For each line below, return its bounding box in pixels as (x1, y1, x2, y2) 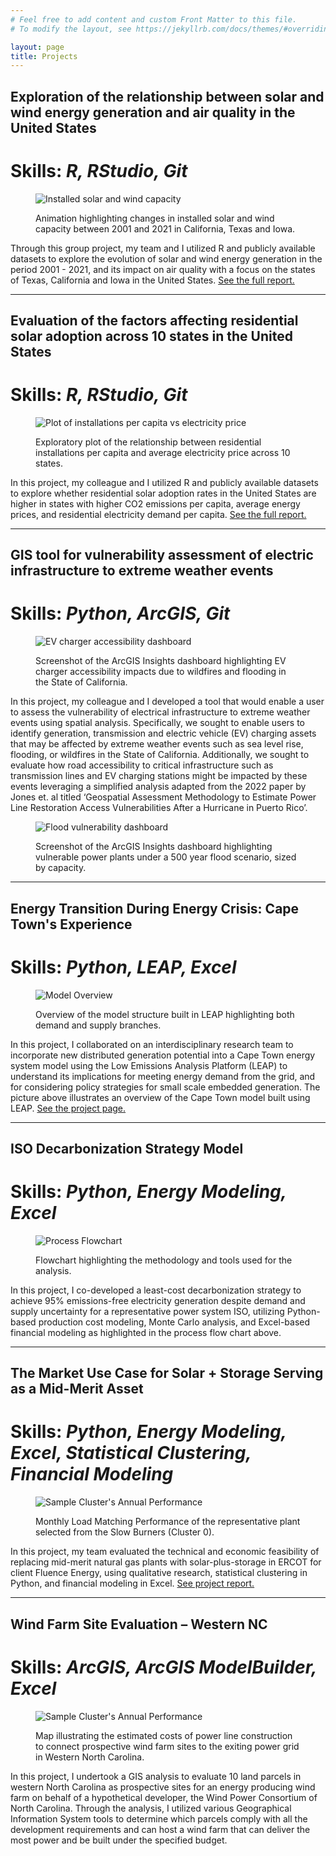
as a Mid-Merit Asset (10, 1381, 144, 1398)
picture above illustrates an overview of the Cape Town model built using (10, 1091, 311, 1103)
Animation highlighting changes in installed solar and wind (35, 212, 275, 224)
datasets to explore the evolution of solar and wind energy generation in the (10, 252, 323, 265)
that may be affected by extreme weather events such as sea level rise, (10, 738, 304, 750)
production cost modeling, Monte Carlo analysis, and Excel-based (38, 1316, 311, 1328)
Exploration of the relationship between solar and (10, 88, 325, 105)
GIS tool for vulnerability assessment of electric (10, 547, 314, 564)
